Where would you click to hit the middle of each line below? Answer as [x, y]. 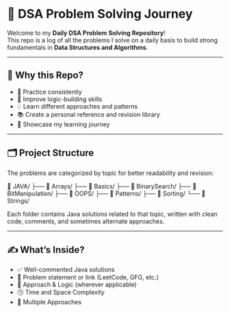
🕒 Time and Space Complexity [61, 292]
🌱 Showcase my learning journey [63, 124]
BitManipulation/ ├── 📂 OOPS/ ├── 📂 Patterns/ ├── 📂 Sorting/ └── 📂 [106, 193]
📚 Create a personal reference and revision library [89, 114]
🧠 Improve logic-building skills [60, 99]
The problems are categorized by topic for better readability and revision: [111, 173]
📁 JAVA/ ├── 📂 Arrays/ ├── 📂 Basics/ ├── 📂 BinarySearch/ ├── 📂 [102, 186]
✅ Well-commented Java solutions [66, 270]
